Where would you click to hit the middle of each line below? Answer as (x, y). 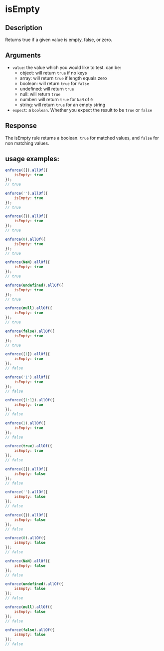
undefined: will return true (47, 89)
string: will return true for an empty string (63, 105)
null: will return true (40, 94)
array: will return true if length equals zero (63, 78)
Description (24, 28)
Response (21, 126)
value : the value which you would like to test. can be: (67, 67)
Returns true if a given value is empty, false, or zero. (59, 40)
